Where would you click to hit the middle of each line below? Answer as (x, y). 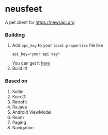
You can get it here (31, 63)
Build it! (20, 68)
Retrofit (19, 102)
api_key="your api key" (36, 54)
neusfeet (23, 9)
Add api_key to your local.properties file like (57, 45)
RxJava (19, 107)
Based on (16, 81)
